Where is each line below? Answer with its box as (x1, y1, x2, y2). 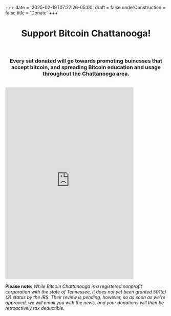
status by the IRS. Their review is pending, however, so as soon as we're (12, 294, 165, 301)
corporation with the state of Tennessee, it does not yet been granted (5, 289, 152, 295)
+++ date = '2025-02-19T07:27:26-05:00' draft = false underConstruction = (5, 5, 166, 10)
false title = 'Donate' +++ (5, 10, 58, 16)
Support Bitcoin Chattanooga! (21, 28, 151, 39)
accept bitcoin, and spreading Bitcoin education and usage (11, 63, 161, 71)
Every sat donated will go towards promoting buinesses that (9, 57, 163, 64)
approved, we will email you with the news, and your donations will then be (5, 300, 164, 306)
